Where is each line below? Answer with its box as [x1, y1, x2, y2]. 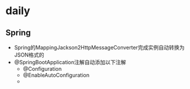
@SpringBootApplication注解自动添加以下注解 [14, 59, 127, 65]
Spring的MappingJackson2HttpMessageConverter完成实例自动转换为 [14, 44, 185, 51]
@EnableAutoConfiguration [22, 72, 90, 78]
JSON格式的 [14, 51, 45, 58]
